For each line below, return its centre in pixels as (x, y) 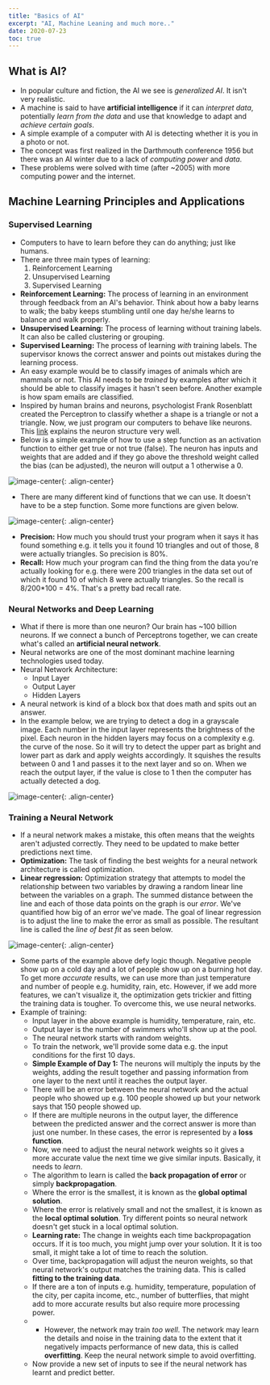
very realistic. (43, 99)
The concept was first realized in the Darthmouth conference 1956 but (137, 151)
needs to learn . (57, 1167)
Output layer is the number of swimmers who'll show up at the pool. (144, 1030)
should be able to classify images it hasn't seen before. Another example (141, 388)
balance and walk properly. (65, 319)
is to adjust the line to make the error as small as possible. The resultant (139, 921)
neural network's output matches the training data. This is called (139, 1270)
